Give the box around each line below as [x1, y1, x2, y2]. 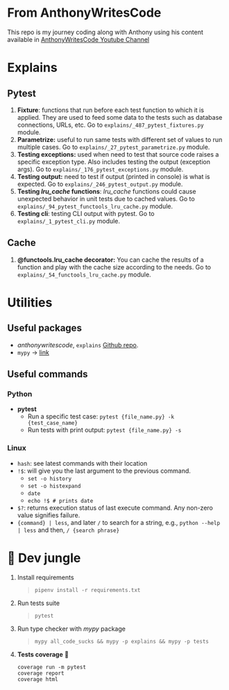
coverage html [17, 675, 58, 683]
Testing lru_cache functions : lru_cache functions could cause [17, 187, 196, 196]
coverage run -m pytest [17, 664, 87, 671]
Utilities [7, 295, 53, 311]
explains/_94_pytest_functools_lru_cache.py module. [17, 202, 173, 210]
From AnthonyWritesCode [7, 5, 162, 21]
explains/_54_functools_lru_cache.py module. [17, 270, 151, 279]
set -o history [27, 475, 71, 482]
